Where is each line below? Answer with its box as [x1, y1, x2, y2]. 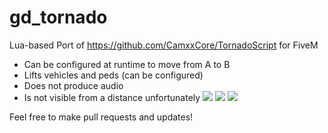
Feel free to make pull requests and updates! [9, 111, 194, 123]
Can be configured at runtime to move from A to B [23, 58, 231, 70]
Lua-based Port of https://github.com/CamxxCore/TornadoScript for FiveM [9, 39, 319, 51]
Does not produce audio [23, 79, 124, 91]
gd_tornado [9, 6, 108, 29]
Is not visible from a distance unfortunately [23, 91, 201, 103]
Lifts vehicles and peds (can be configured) [23, 69, 204, 81]
